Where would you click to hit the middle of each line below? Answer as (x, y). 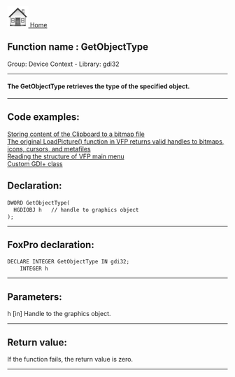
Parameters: (35, 297)
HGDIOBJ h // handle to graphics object (76, 210)
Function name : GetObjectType (78, 47)
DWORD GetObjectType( (39, 203)
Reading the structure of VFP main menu (66, 156)
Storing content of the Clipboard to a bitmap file (76, 134)
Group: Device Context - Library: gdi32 (64, 64)
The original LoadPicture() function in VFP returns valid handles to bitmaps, (116, 141)
